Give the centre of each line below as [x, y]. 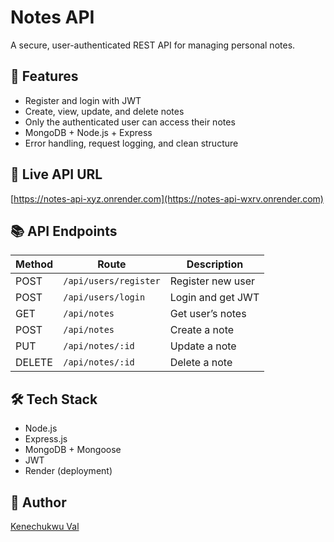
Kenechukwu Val [45, 526]
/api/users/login [104, 297]
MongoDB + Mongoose [73, 450]
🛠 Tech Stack [54, 399]
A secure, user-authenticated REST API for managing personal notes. [153, 45]
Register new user [212, 281]
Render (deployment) [68, 471]
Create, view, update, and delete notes [104, 111]
